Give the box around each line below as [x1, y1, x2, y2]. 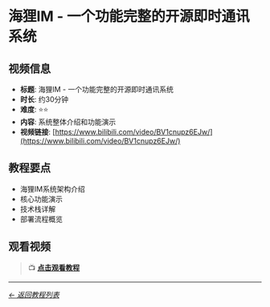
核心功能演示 [19, 194, 63, 204]
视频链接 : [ [19, 127, 55, 136]
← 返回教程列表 [8, 289, 60, 299]
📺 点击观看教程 [27, 262, 80, 273]
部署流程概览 [19, 214, 63, 224]
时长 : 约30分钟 [19, 95, 69, 104]
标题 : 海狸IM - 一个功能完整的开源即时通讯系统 [19, 85, 174, 94]
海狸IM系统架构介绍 [19, 184, 86, 193]
